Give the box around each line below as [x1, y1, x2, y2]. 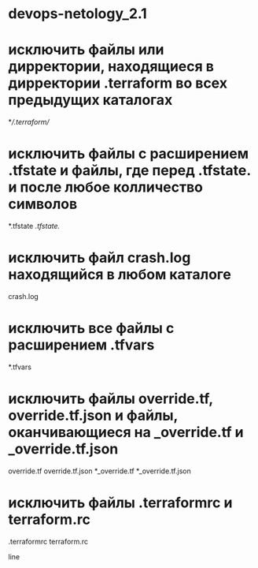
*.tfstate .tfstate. [8, 222, 61, 231]
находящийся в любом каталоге [8, 266, 232, 284]
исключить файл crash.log [8, 249, 191, 267]
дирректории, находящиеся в [8, 58, 215, 76]
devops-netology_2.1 [8, 5, 147, 23]
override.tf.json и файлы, [8, 407, 179, 424]
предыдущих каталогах [8, 92, 173, 109]
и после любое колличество [8, 178, 203, 196]
